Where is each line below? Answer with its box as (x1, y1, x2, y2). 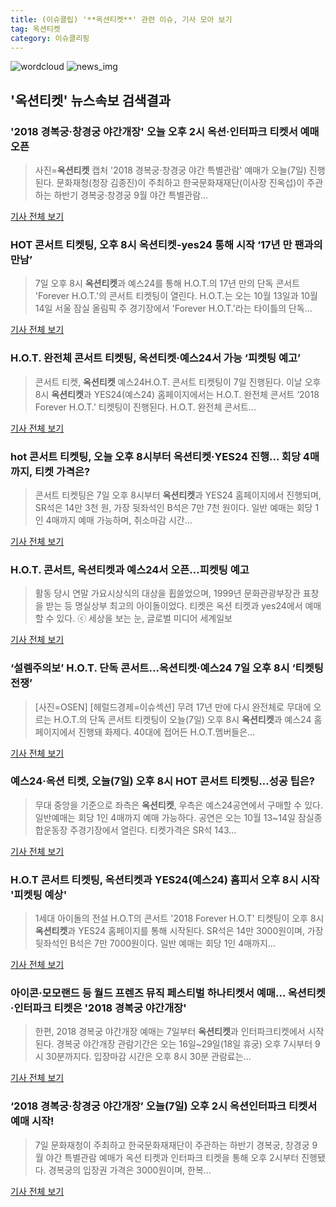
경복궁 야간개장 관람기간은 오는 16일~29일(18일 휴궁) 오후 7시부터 (56, 1038, 313, 1050)
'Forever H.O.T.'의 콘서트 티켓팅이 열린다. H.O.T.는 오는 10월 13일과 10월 (34, 290, 318, 302)
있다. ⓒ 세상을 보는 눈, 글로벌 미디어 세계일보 (56, 612, 233, 625)
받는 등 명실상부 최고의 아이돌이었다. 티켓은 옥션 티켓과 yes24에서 (45, 600, 303, 612)
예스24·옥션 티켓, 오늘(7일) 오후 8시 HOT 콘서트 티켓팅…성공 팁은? (10, 774, 315, 788)
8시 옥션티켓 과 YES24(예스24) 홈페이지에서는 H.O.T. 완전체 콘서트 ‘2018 (34, 388, 320, 400)
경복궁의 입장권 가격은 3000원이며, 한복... (48, 1164, 212, 1176)
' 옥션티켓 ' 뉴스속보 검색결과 (10, 92, 172, 109)
